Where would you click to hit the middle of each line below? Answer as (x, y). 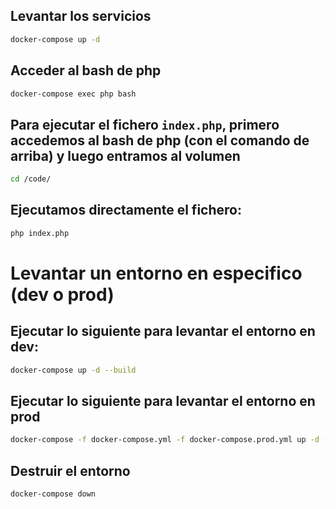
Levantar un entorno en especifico (156, 273)
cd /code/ (31, 179)
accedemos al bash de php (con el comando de (160, 140)
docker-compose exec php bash (73, 94)
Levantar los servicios (81, 16)
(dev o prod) (62, 294)
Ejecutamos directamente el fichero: (126, 210)
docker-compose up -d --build (73, 370)
